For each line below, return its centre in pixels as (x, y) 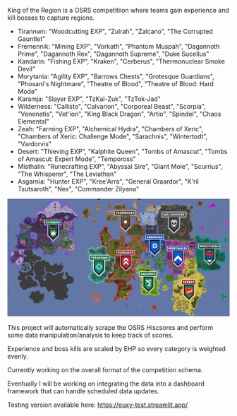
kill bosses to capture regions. (51, 18)
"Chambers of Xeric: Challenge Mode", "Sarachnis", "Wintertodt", (113, 136)
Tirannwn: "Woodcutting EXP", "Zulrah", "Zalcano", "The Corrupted (115, 31)
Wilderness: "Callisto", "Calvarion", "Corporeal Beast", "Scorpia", (111, 106)
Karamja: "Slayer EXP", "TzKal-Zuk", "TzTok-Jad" (89, 99)
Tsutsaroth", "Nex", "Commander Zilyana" (78, 189)
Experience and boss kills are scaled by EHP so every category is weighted (116, 349)
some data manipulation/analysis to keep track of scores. (91, 335)
